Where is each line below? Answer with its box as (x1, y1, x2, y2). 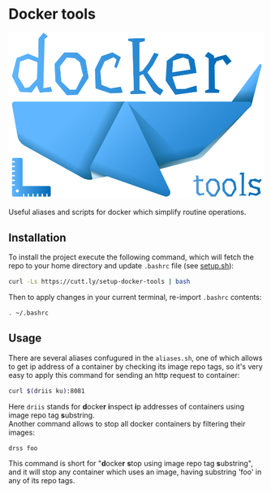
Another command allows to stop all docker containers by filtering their (8, 418, 246, 428)
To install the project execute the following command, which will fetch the (8, 252, 254, 262)
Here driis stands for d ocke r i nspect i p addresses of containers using (8, 401, 245, 411)
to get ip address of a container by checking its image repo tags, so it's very (8, 362, 264, 371)
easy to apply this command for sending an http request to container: (8, 370, 240, 379)
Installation (8, 230, 67, 244)
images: (8, 427, 35, 437)
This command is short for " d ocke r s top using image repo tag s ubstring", (8, 459, 253, 469)
